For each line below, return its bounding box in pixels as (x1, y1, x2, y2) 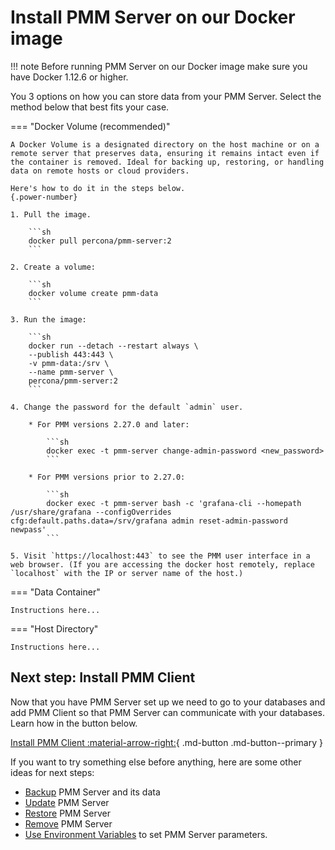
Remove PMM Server (24, 817, 113, 830)
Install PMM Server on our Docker (10, 6, 296, 29)
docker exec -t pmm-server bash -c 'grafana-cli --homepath (46, 498, 302, 508)
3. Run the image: (10, 314, 87, 325)
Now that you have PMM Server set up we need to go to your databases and (10, 696, 326, 708)
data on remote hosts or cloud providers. (10, 166, 190, 176)
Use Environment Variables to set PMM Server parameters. (24, 828, 268, 840)
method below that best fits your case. (10, 101, 170, 113)
